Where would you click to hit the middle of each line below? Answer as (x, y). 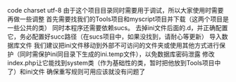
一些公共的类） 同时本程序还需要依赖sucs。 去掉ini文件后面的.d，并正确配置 (118, 28)
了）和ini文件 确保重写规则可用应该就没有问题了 (76, 71)
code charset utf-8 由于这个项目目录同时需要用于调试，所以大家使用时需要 (116, 10)
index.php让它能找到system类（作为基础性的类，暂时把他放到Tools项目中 (114, 63)
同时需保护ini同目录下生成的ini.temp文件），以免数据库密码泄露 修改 (117, 54)
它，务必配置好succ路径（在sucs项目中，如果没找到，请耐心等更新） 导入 (114, 36)
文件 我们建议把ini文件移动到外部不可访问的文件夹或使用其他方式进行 (119, 45)
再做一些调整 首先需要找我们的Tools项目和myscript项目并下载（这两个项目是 (118, 19)
